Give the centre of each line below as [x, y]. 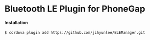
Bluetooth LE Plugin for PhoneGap [75, 9]
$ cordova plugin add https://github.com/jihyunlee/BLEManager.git [75, 33]
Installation [16, 22]
